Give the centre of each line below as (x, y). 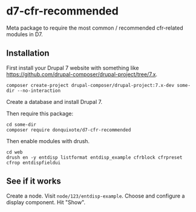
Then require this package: (40, 114)
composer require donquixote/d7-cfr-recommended (69, 130)
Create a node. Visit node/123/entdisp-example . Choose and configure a (96, 196)
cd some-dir (21, 124)
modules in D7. (25, 34)
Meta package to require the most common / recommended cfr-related (95, 28)
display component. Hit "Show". (46, 202)
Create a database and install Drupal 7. (54, 101)
